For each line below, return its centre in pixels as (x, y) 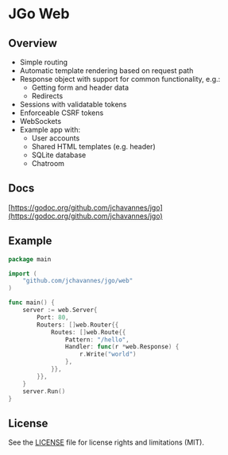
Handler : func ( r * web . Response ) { (122, 347)
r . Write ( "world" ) (108, 354)
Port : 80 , (53, 317)
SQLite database (59, 155)
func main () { (32, 303)
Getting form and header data (80, 87)
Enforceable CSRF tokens (62, 113)
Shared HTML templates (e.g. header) (94, 147)
